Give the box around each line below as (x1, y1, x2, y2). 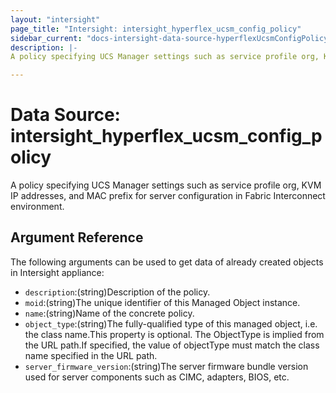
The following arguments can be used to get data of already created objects (10, 256, 324, 268)
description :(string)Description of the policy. (24, 286, 211, 298)
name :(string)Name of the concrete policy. (24, 307, 195, 319)
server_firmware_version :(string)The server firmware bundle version (24, 360, 309, 372)
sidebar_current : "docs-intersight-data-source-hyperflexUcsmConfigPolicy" (10, 33, 333, 43)
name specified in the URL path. (24, 349, 158, 361)
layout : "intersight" (10, 14, 101, 25)
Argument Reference (10, 229, 144, 246)
